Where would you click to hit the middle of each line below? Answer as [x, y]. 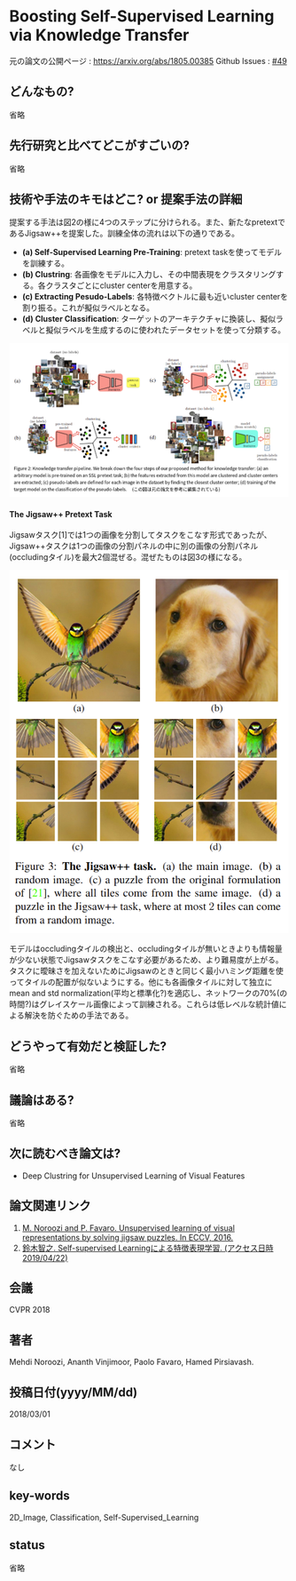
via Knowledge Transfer [99, 35]
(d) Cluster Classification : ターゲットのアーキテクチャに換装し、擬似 [149, 319]
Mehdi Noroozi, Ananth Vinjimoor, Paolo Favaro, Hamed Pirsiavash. [132, 1362]
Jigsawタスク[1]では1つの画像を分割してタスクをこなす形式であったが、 [140, 535]
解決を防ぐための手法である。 [79, 1016]
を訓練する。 [45, 263]
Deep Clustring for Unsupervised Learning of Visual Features [133, 1176]
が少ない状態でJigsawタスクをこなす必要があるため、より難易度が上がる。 [146, 960]
